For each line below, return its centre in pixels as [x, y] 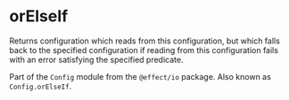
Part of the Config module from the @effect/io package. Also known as [140, 76]
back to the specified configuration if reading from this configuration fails [144, 50]
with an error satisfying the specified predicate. [96, 59]
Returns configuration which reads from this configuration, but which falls [145, 41]
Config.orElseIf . [41, 86]
